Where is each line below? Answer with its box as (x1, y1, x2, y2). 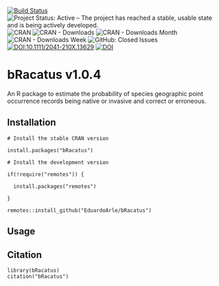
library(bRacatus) (7, 267, 60, 274)
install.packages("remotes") (13, 182, 97, 190)
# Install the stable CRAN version (7, 134, 109, 142)
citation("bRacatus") (7, 273, 69, 280)
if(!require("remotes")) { (7, 171, 84, 178)
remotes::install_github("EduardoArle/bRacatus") (7, 206, 152, 214)
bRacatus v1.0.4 (7, 67, 102, 82)
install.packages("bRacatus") (7, 147, 94, 154)
